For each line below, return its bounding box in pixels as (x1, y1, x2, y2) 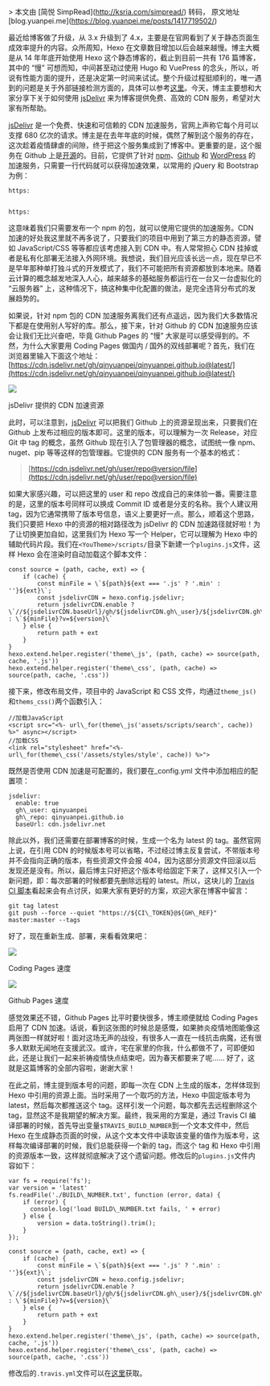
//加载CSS (8, 737, 39, 745)
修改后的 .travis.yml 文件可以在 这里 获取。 (8, 1368, 147, 1378)
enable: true (15, 799, 59, 807)
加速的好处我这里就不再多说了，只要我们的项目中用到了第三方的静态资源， (8, 233, 255, 243)
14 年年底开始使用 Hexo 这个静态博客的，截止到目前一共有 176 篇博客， (23, 53, 260, 62)
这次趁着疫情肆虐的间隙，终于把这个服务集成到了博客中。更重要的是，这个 (8, 140, 255, 150)
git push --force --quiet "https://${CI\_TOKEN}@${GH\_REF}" (8, 909, 218, 917)
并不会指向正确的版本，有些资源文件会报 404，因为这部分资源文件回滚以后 (8, 856, 256, 865)
